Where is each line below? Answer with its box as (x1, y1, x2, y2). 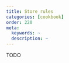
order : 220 (6, 19, 33, 25)
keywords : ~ (11, 30, 41, 36)
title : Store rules (6, 8, 54, 15)
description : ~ (11, 36, 49, 41)
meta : (6, 24, 19, 31)
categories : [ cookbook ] (6, 14, 64, 20)
